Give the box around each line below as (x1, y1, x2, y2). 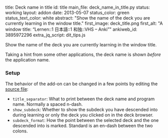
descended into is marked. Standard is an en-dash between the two (12, 123, 153, 129)
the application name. (5, 57, 50, 62)
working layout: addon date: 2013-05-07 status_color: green (5, 10, 129, 16)
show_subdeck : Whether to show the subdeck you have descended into (12, 107, 158, 113)
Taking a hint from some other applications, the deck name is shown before (5, 51, 161, 57)
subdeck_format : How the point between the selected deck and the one (12, 117, 159, 123)
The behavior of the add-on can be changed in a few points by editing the (5, 81, 158, 87)
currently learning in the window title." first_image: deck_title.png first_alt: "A (5, 20, 163, 26)
